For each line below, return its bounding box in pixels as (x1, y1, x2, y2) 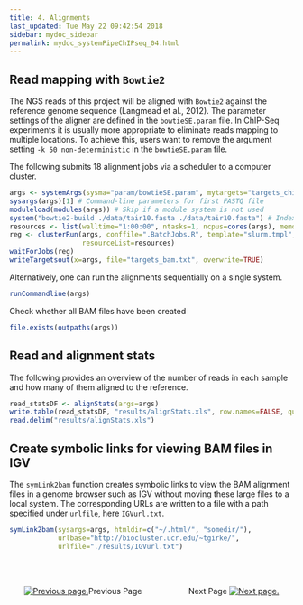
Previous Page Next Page (88, 585, 228, 596)
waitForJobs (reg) (9, 247, 75, 256)
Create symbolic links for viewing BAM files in (9, 441, 273, 456)
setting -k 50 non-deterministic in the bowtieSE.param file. (9, 144, 228, 154)
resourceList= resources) (81, 238, 176, 248)
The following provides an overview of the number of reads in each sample (9, 372, 289, 383)
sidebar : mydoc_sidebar (9, 30, 99, 39)
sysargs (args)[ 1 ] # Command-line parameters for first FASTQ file (9, 196, 264, 206)
